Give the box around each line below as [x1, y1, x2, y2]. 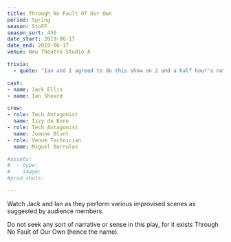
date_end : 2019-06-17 [7, 42, 69, 49]
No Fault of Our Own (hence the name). [7, 228, 119, 236]
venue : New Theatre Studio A [7, 49, 91, 56]
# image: [7, 168, 41, 175]
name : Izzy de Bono [13, 118, 69, 124]
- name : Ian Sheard [7, 92, 63, 100]
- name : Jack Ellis [7, 86, 63, 93]
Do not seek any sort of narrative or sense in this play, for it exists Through [7, 220, 219, 228]
